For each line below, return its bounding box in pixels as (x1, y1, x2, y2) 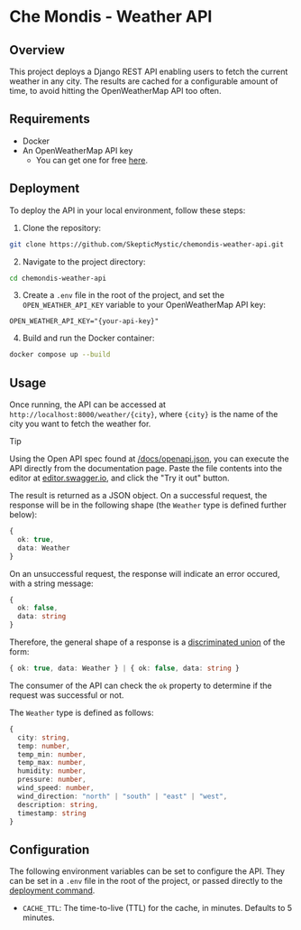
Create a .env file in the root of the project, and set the (22, 290, 225, 301)
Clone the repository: (22, 222, 102, 233)
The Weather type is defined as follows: (9, 707, 155, 718)
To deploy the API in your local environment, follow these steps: (9, 205, 246, 216)
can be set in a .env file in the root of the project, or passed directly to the (9, 876, 283, 887)
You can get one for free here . (35, 154, 149, 165)
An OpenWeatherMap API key (22, 144, 133, 155)
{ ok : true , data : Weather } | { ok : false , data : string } (9, 664, 241, 674)
